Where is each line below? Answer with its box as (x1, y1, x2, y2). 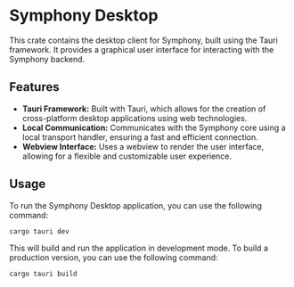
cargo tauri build (9, 269, 78, 279)
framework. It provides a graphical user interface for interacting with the (9, 44, 274, 54)
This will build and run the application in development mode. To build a (9, 242, 269, 254)
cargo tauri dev (9, 226, 69, 236)
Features (9, 79, 60, 94)
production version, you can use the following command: (9, 252, 218, 263)
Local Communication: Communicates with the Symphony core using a (21, 122, 287, 133)
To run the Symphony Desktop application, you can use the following (9, 200, 263, 210)
